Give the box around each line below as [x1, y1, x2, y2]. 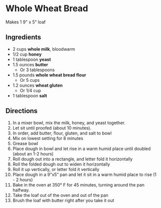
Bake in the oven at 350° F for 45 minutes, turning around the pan [12, 182, 145, 188]
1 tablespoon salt [12, 93, 48, 98]
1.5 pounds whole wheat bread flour [12, 72, 87, 78]
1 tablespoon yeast [12, 57, 51, 62]
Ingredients [5, 33, 41, 41]
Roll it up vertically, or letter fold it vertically [12, 166, 100, 172]
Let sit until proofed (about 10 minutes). [12, 125, 91, 131]
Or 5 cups [19, 77, 40, 83]
